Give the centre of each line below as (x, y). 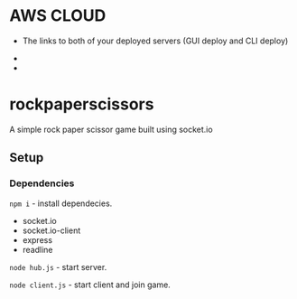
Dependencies (42, 183)
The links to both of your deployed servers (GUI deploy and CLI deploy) (155, 41)
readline (37, 249)
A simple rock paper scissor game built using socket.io (111, 129)
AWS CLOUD (58, 16)
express (37, 239)
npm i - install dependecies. (61, 203)
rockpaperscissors (82, 104)
